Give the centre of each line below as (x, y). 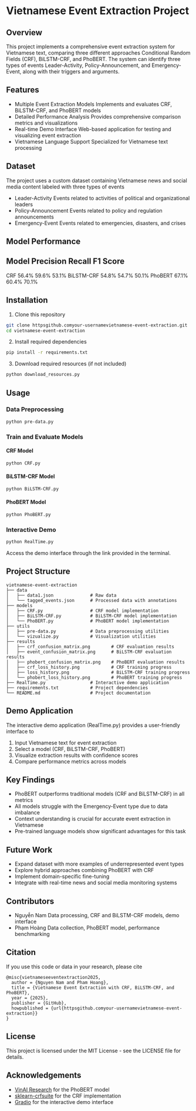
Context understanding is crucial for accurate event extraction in (93, 819)
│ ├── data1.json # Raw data (61, 595)
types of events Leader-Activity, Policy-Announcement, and (78, 65)
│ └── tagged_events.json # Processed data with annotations (92, 600)
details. (15, 1057)
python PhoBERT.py (28, 514)
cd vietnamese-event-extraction (45, 331)
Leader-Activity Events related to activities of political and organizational (102, 198)
